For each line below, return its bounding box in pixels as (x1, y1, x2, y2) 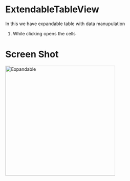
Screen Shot (5, 49, 59, 60)
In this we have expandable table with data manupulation (5, 21, 125, 27)
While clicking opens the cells (12, 30, 76, 36)
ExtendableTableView (5, 4, 100, 15)
